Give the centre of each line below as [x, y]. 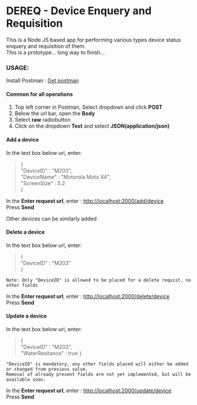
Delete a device [26, 232]
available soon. [26, 380]
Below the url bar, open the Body [55, 114]
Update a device [27, 316]
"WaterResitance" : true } [51, 354]
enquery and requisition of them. [46, 46]
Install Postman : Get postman [42, 80]
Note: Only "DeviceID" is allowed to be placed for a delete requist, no [99, 280]
